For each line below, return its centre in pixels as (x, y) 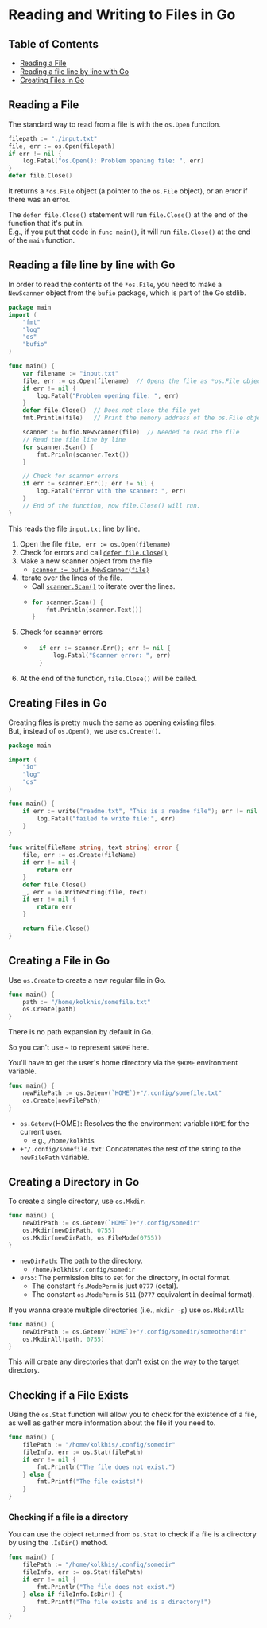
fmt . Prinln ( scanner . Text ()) (83, 454)
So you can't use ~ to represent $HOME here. (79, 1047)
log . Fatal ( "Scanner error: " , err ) (112, 656)
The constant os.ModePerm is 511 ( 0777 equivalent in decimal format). (143, 1294)
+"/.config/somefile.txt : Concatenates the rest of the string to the (130, 1148)
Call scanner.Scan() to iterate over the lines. (103, 586)
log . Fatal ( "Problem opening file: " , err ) (108, 395)
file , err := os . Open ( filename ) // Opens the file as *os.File (131, 381)
